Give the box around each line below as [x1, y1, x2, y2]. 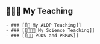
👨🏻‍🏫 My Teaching [5, 6, 73, 16]
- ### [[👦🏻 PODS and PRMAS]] [5, 33, 79, 39]
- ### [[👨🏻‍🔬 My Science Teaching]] [5, 27, 95, 33]
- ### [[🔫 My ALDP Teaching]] [5, 22, 82, 28]
